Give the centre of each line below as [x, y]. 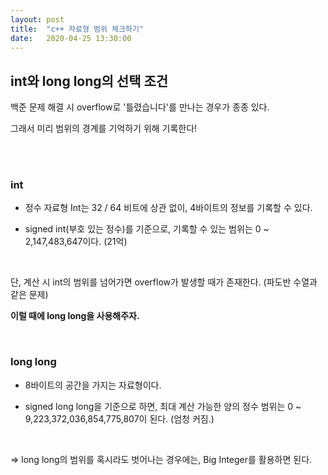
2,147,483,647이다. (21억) [76, 242]
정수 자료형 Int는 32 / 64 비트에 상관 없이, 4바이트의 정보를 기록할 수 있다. [168, 208]
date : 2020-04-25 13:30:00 [71, 38]
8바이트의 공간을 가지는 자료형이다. [93, 385]
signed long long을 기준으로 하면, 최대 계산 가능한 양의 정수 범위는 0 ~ [163, 406]
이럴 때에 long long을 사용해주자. [75, 316]
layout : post [37, 19]
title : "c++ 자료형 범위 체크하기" [77, 29]
